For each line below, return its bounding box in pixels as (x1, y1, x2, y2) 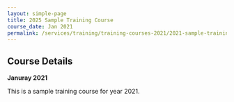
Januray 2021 (7, 74, 47, 82)
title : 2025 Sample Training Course (7, 17, 114, 24)
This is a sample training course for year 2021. (7, 87, 141, 96)
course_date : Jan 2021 (7, 23, 73, 30)
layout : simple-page (7, 10, 68, 17)
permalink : (7, 29, 39, 37)
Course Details (7, 55, 73, 67)
